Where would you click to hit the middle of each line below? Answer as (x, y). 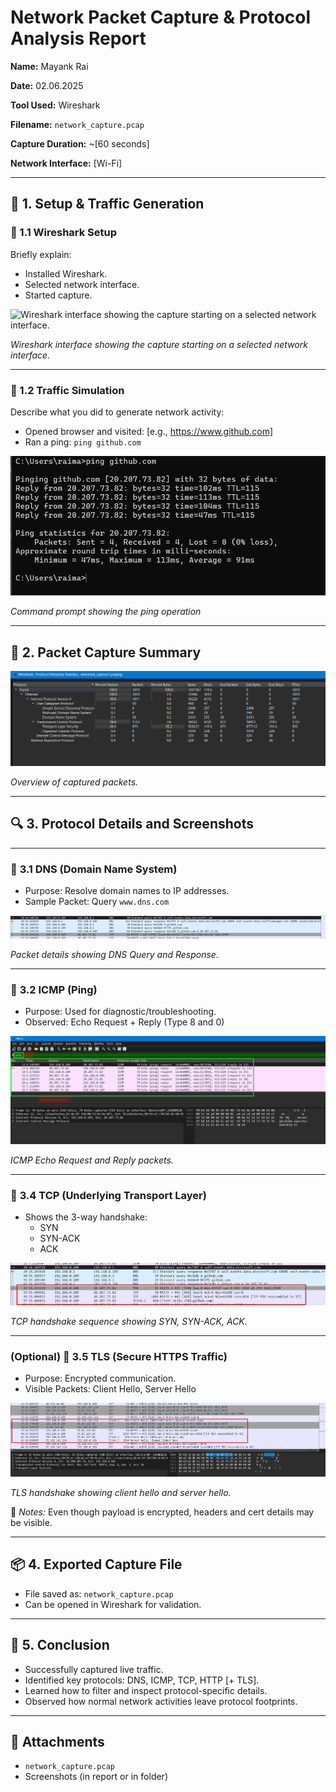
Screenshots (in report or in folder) (96, 1777)
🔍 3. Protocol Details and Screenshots (132, 824)
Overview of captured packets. (74, 782)
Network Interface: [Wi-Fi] (66, 163)
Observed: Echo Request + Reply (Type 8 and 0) (124, 1022)
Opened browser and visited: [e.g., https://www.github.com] (149, 431)
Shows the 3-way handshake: (86, 1217)
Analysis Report (78, 38)
